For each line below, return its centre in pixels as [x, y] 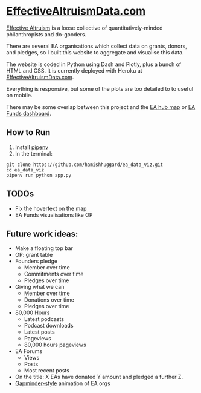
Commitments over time [54, 274]
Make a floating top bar [44, 248]
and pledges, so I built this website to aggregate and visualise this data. [95, 52]
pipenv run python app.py [39, 175]
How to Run [28, 132]
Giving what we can [40, 287]
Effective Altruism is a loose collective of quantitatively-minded [85, 28]
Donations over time [49, 300]
